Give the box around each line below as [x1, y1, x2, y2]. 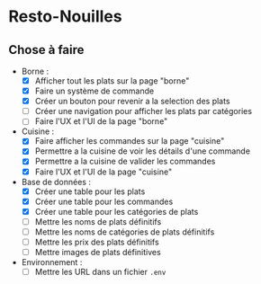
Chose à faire [8, 42, 85, 58]
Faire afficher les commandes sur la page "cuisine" [34, 136, 225, 146]
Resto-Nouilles [8, 6, 122, 27]
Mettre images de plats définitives [34, 246, 161, 257]
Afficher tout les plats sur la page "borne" [34, 75, 190, 86]
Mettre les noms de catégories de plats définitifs [34, 226, 215, 237]
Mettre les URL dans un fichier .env [34, 267, 166, 277]
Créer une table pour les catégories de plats [34, 206, 199, 217]
